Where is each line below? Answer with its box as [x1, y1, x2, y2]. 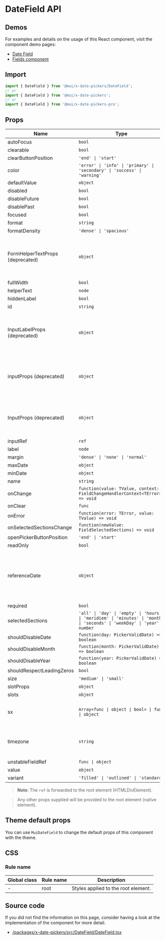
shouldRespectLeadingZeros [7, 667, 74, 674]
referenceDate [7, 572, 41, 579]
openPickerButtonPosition [7, 534, 68, 541]
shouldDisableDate [7, 634, 52, 640]
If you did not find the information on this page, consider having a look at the [5, 914, 160, 921]
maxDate [7, 462, 28, 468]
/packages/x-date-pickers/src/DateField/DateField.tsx [12, 929, 122, 936]
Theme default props [5, 816, 71, 825]
